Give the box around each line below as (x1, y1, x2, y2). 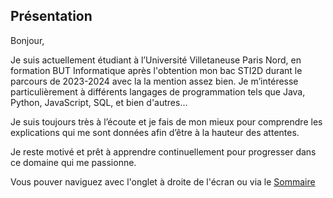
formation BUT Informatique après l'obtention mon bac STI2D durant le (10, 64, 303, 76)
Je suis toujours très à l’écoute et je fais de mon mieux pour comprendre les (10, 115, 323, 128)
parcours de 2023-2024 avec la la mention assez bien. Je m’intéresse (10, 75, 299, 87)
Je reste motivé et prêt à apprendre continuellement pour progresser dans (10, 145, 317, 158)
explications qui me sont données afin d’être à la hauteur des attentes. (10, 126, 300, 138)
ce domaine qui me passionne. (10, 156, 137, 168)
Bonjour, (10, 34, 45, 46)
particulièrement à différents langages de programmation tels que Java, (10, 85, 306, 98)
